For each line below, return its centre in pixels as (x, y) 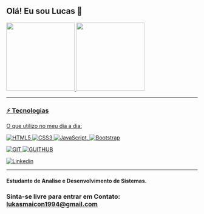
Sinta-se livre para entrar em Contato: (63, 196)
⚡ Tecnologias (28, 110)
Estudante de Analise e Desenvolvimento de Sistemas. (76, 181)
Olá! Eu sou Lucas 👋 (44, 11)
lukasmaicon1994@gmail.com (52, 204)
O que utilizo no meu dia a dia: (44, 126)
